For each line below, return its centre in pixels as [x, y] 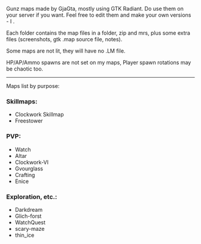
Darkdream [29, 209]
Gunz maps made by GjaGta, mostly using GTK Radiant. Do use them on [95, 9]
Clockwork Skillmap [39, 115]
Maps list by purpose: [33, 86]
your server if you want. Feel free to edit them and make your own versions [99, 15]
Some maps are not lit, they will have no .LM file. [66, 51]
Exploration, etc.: [32, 197]
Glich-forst [28, 216]
